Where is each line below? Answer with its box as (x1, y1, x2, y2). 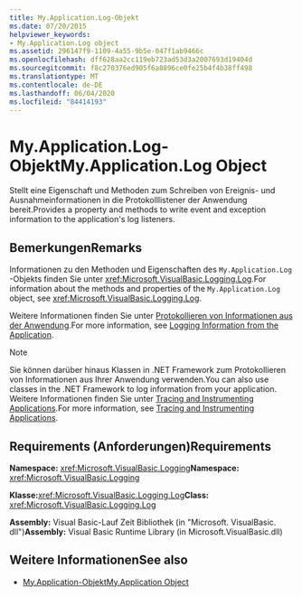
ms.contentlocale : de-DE (9, 80, 103, 89)
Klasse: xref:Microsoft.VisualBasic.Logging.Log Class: (9, 489, 210, 500)
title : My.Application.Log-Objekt (9, 13, 140, 23)
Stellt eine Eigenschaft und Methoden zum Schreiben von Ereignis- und (9, 185, 276, 196)
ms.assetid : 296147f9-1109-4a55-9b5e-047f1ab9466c (9, 47, 204, 56)
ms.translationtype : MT (9, 72, 99, 81)
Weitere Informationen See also (9, 553, 188, 568)
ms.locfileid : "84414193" (9, 97, 107, 107)
